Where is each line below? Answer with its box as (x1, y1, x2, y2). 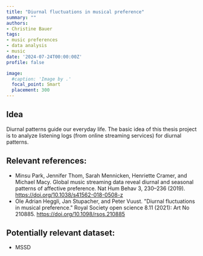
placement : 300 (11, 87, 50, 94)
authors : (6, 20, 28, 26)
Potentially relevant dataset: (6, 228, 115, 238)
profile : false (6, 59, 45, 65)
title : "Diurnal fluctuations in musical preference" (6, 8, 145, 15)
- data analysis (6, 43, 47, 49)
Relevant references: (6, 156, 87, 166)
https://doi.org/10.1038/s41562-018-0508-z (14, 191, 123, 198)
